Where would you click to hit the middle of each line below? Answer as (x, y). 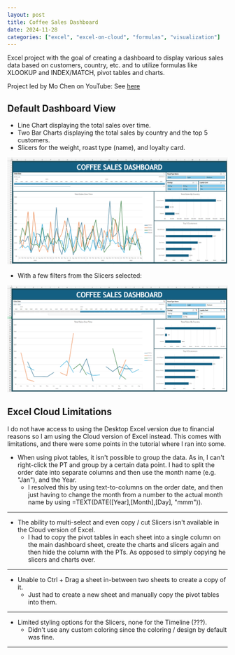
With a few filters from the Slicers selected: (79, 276)
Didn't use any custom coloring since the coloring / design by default (127, 629)
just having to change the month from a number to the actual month (125, 494)
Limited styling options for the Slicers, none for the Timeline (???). (112, 622)
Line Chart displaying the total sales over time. (84, 126)
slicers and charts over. (62, 559)
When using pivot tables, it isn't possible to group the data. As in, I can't (121, 457)
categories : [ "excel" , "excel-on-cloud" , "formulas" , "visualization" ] (114, 37)
